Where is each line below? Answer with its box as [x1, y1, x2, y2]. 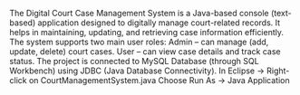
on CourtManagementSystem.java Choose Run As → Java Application [28, 75, 290, 85]
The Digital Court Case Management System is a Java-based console [9, 8, 269, 18]
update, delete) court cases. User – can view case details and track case [9, 46, 281, 57]
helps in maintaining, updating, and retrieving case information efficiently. [9, 27, 284, 37]
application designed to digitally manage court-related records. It [37, 17, 281, 28]
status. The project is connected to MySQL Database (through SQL [9, 56, 260, 66]
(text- [270, 8, 292, 18]
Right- [266, 65, 290, 76]
